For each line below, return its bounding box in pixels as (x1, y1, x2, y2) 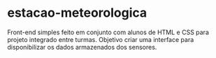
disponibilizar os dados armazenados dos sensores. (7, 43, 157, 51)
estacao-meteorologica (7, 5, 147, 21)
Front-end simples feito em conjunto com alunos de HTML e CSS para (7, 28, 210, 36)
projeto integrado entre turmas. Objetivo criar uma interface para (7, 35, 194, 43)
